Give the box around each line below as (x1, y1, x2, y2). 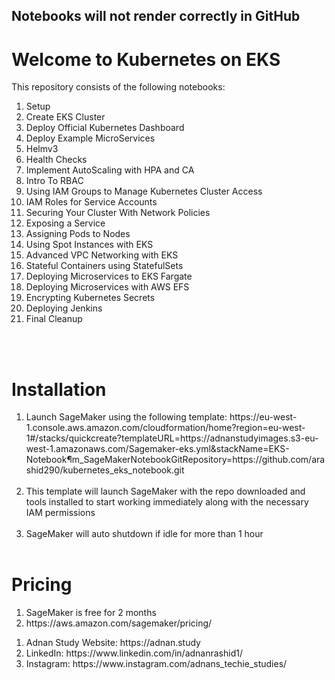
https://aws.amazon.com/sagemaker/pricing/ (25, 617, 213, 629)
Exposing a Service (25, 217, 106, 229)
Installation (11, 378, 107, 401)
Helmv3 (25, 143, 59, 155)
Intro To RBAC (25, 175, 84, 187)
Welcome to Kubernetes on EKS (11, 48, 281, 71)
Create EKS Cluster (25, 111, 106, 123)
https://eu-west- (229, 411, 298, 423)
